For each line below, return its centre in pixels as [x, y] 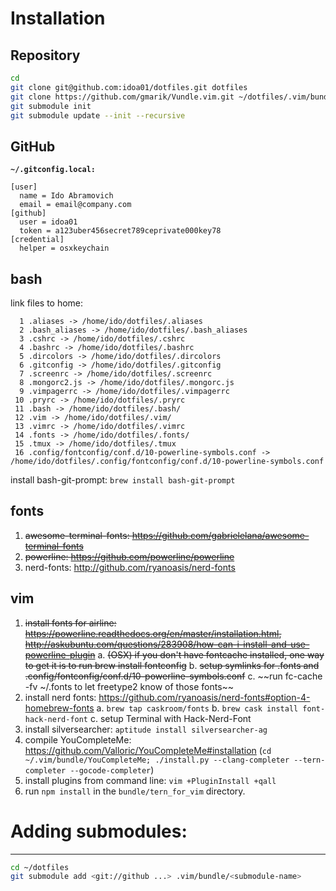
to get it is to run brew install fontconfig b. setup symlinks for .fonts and [172, 665]
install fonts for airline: [70, 623]
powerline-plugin [60, 654]
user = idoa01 [48, 222]
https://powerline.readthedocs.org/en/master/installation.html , [153, 633]
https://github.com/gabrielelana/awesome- [220, 535]
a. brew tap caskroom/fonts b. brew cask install [197, 708]
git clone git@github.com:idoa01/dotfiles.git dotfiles [129, 87]
